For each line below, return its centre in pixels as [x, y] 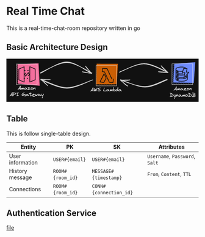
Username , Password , [171, 156]
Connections [25, 189]
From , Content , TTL [169, 174]
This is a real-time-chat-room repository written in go [73, 28]
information [23, 162]
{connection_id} [112, 193]
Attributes [171, 147]
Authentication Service [51, 213]
